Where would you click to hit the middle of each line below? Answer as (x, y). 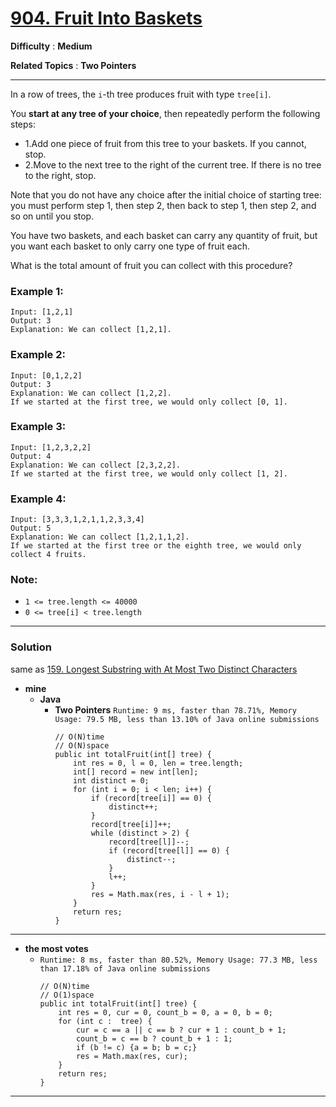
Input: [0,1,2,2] (46, 375)
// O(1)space (67, 995)
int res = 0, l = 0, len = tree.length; (158, 763)
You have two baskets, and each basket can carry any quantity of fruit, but (164, 235)
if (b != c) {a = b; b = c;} (136, 1047)
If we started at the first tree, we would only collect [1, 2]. (149, 473)
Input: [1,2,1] (42, 312)
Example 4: (38, 499)
